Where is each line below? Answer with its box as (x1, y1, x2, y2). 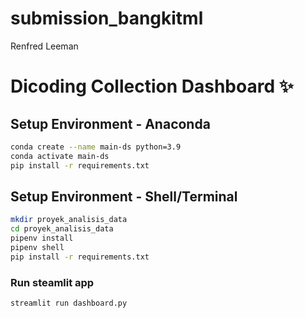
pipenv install (10, 233, 74, 244)
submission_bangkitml (10, 7, 204, 30)
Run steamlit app (10, 275, 95, 289)
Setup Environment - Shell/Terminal (10, 188, 238, 205)
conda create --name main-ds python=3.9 (10, 142, 182, 152)
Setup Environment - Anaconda (10, 115, 211, 132)
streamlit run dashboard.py (10, 298, 128, 309)
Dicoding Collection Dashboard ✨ (10, 75, 294, 98)
